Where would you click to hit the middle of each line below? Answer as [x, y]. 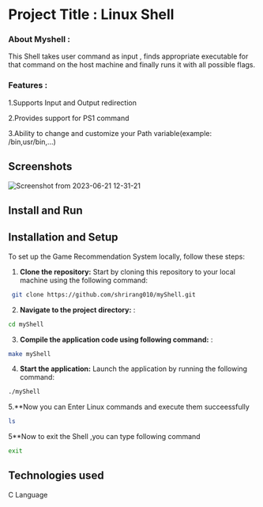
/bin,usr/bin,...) [32, 142]
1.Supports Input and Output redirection [72, 102]
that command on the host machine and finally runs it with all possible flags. [132, 65]
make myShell [30, 354]
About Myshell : [39, 40]
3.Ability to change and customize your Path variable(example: [110, 133]
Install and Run [45, 210]
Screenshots [40, 166]
